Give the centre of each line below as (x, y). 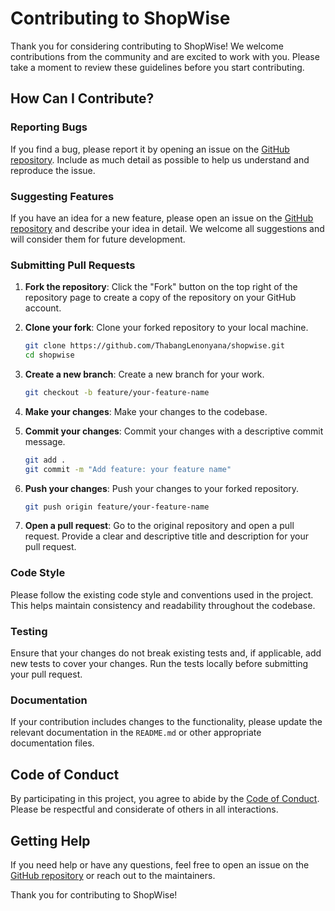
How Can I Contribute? (82, 98)
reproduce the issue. (53, 170)
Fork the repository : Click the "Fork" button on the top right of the (161, 287)
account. (43, 308)
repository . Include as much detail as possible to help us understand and (160, 159)
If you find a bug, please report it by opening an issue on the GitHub (150, 149)
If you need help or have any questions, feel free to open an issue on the (160, 864)
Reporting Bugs (49, 127)
